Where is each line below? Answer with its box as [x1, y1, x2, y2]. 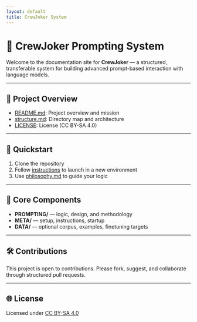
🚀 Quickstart [6, 145, 53, 155]
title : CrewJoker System [6, 14, 67, 20]
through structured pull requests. [6, 271, 86, 278]
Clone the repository [14, 160, 64, 167]
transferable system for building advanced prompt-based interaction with [6, 65, 184, 72]
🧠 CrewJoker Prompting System [6, 39, 164, 53]
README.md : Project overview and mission [14, 109, 120, 116]
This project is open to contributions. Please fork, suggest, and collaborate [6, 265, 186, 272]
